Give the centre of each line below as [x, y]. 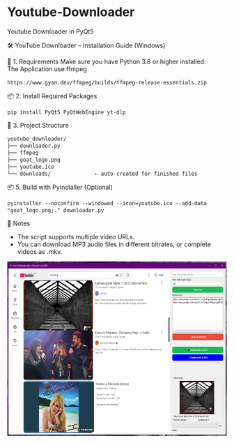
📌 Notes [19, 223]
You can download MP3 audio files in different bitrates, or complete [114, 244]
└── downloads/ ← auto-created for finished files [102, 174]
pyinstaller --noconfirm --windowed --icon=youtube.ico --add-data [107, 203]
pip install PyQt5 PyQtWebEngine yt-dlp [67, 112]
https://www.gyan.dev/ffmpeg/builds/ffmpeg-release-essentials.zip [107, 82]
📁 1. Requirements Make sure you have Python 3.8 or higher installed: [107, 61]
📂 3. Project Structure [38, 125]
